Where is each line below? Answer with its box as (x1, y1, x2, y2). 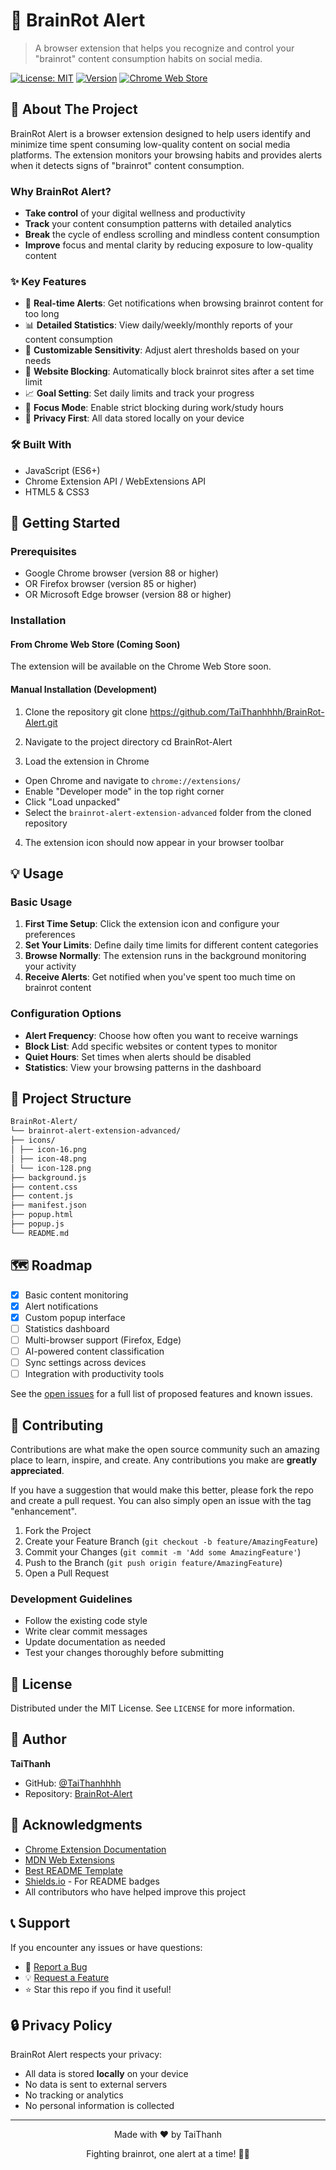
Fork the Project (24, 1524, 92, 1536)
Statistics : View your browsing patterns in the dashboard (24, 1061, 262, 1073)
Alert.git (24, 716, 58, 728)
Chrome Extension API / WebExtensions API (24, 475, 207, 487)
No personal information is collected (24, 2100, 175, 2112)
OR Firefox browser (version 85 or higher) (24, 578, 197, 590)
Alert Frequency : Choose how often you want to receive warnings (24, 1029, 299, 1041)
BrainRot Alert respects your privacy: (10, 2049, 163, 2061)
